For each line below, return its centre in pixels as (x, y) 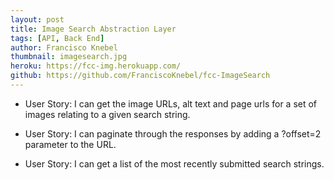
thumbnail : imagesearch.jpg (69, 57)
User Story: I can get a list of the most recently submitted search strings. (174, 163)
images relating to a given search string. (107, 114)
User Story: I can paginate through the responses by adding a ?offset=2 (173, 133)
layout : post (37, 19)
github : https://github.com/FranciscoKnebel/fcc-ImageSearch (140, 76)
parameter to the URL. (70, 144)
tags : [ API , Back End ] (57, 38)
